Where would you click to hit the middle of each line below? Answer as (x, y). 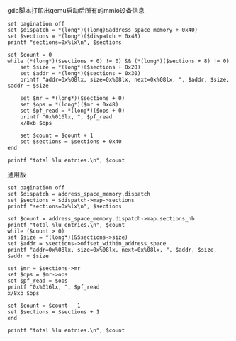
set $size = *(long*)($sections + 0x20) (80, 67)
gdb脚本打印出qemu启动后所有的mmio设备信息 (76, 10)
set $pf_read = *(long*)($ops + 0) (73, 111)
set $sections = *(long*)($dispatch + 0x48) (74, 36)
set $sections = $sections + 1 (54, 312)
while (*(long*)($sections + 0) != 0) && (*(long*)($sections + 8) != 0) (119, 61)
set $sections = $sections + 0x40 (71, 142)
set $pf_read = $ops (38, 281)
